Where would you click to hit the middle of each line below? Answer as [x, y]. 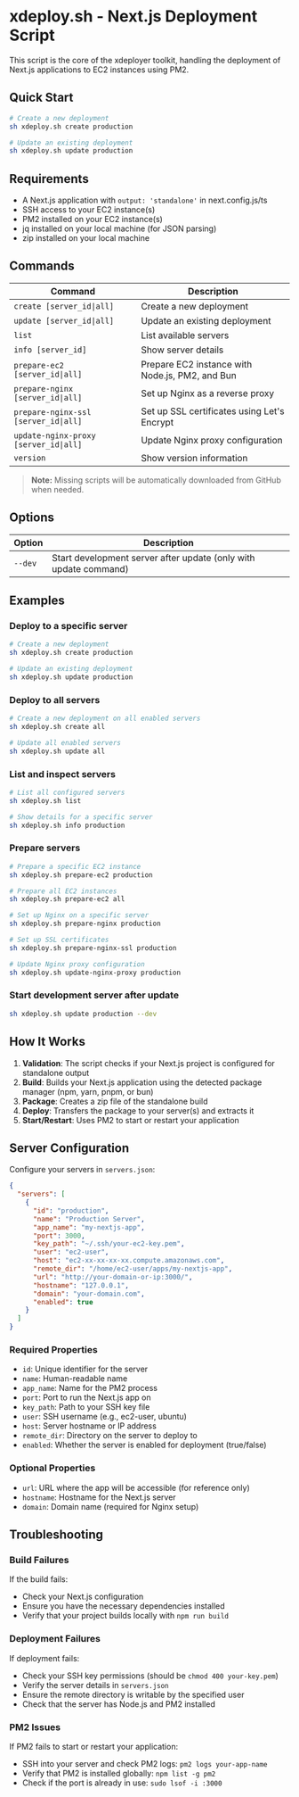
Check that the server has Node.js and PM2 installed [118, 1704]
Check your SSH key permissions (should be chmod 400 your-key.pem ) [150, 1676]
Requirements [49, 179]
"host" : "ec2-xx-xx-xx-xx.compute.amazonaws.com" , [129, 1261]
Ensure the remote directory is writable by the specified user [133, 1694]
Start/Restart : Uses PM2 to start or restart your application [131, 1120]
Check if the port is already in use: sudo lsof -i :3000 [122, 1783]
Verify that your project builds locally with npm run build [125, 1616]
